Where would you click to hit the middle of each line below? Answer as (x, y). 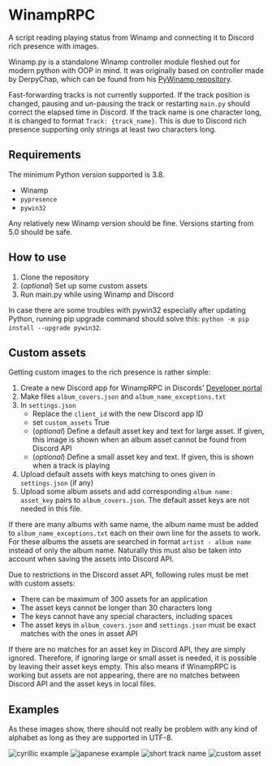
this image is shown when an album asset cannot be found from (139, 439)
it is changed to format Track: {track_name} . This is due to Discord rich (127, 120)
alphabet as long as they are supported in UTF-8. (91, 738)
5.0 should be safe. (41, 232)
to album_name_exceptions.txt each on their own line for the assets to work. (135, 533)
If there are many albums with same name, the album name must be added (134, 525)
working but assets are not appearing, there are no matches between (124, 675)
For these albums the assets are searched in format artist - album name (130, 542)
